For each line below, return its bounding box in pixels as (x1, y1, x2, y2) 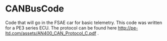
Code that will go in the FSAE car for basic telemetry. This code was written (5, 19, 162, 25)
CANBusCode (5, 3, 65, 14)
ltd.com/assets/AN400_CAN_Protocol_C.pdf (5, 30, 97, 36)
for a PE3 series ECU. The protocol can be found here (5, 24, 117, 30)
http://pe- (118, 24, 138, 30)
